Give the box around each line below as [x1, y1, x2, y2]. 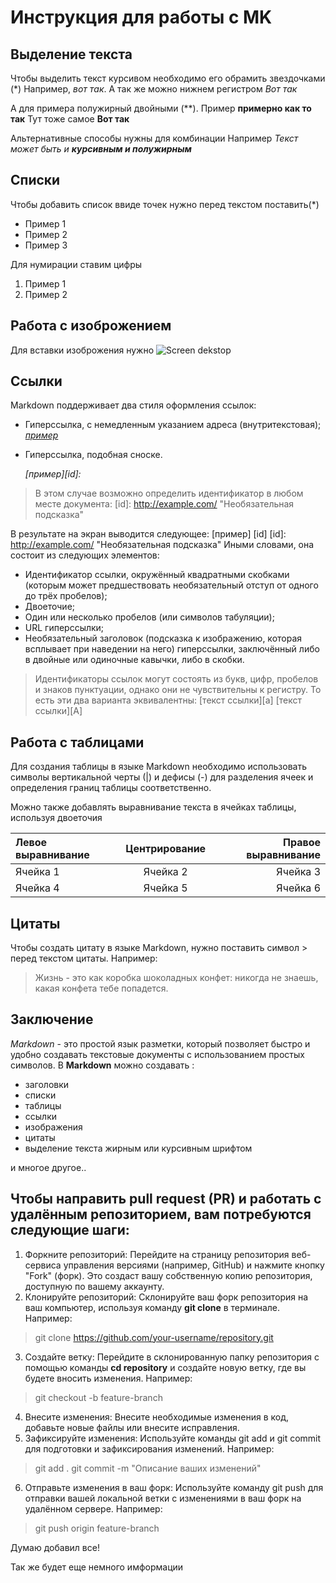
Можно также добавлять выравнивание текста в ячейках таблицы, [10, 801, 297, 813]
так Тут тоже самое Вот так [10, 113, 130, 125]
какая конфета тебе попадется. [34, 982, 169, 995]
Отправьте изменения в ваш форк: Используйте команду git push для [24, 1481, 324, 1493]
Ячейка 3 [276, 865, 321, 879]
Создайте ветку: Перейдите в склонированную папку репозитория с [24, 1351, 320, 1363]
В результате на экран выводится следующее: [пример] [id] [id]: [10, 528, 287, 540]
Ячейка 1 [15, 865, 60, 879]
